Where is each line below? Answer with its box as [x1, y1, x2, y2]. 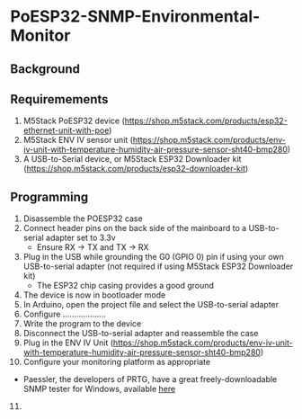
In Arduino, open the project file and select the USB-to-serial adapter [22, 299, 280, 310]
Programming [10, 189, 89, 204]
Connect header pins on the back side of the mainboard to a [22, 223, 247, 234]
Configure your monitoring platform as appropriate [22, 357, 210, 368]
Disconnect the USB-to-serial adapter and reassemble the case [22, 328, 259, 339]
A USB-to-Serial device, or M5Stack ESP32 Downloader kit [22, 154, 242, 165]
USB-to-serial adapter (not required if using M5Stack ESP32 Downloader [22, 261, 294, 272]
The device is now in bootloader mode [22, 290, 166, 300]
